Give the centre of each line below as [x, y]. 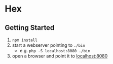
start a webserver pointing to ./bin [49, 45]
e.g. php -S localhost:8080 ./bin [55, 51]
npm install [25, 40]
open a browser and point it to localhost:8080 [60, 56]
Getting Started [30, 28]
